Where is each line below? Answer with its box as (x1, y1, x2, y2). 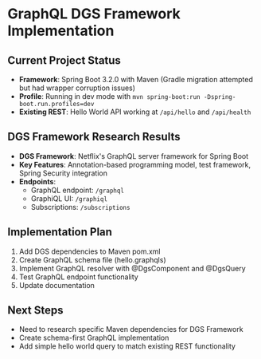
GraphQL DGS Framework (7, 5, 181, 23)
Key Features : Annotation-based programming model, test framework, (18, 160, 251, 169)
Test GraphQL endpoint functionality (18, 272, 138, 282)
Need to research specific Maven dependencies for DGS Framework (18, 325, 243, 334)
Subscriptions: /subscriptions (30, 202, 130, 211)
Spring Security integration (18, 168, 108, 178)
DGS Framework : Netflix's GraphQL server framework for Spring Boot (18, 151, 249, 160)
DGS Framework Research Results (7, 130, 181, 144)
